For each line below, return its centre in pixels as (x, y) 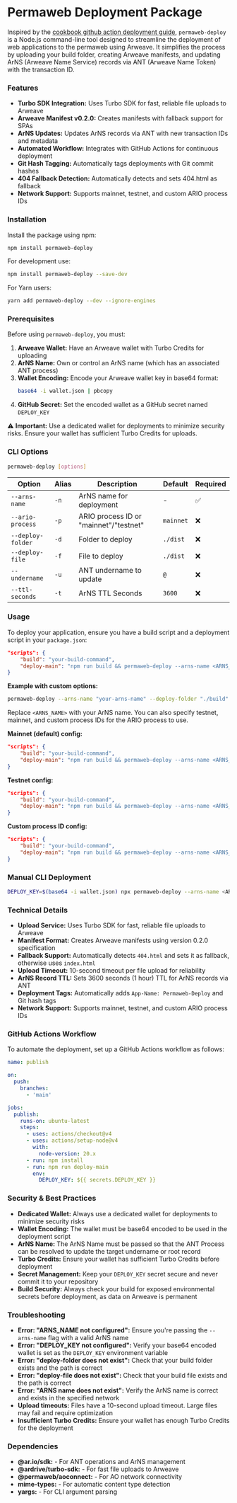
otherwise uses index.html (56, 963)
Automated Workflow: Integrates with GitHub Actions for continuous (118, 149)
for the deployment (45, 1428)
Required (211, 484)
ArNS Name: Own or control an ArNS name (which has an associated (119, 363)
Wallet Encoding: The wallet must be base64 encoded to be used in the (122, 1228)
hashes (28, 171)
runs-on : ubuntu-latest (55, 1121)
